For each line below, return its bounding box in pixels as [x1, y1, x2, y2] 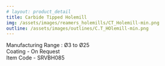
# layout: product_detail [6, 8, 71, 15]
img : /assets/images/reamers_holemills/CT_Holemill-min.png [6, 20, 160, 26]
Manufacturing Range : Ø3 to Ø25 [6, 42, 90, 49]
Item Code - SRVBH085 [6, 54, 65, 61]
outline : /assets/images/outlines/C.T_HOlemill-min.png [6, 25, 149, 32]
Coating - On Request [6, 48, 60, 55]
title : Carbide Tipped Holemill [6, 14, 87, 20]
